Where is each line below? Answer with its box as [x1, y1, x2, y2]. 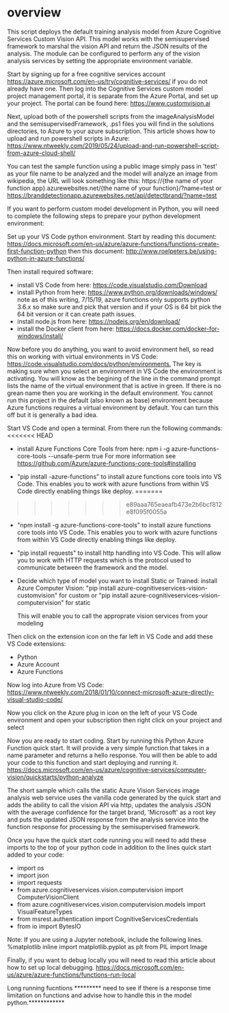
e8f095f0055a [126, 508, 167, 516]
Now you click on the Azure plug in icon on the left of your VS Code [7, 708, 198, 717]
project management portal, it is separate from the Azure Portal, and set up [7, 91, 219, 100]
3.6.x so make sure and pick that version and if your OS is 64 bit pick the [16, 302, 222, 311]
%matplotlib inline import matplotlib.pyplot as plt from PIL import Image [7, 942, 208, 951]
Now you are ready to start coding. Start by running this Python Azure [7, 736, 204, 745]
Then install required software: [7, 267, 94, 276]
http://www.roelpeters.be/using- [125, 247, 217, 255]
